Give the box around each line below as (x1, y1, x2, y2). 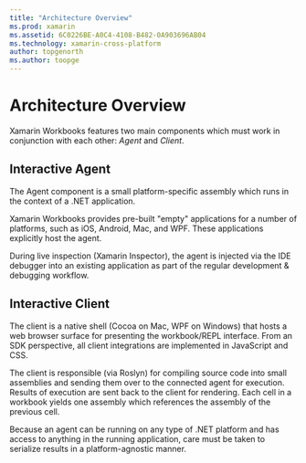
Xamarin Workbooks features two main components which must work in (9, 125, 280, 136)
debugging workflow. (9, 269, 90, 280)
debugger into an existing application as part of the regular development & (9, 259, 290, 270)
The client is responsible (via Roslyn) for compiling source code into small (9, 367, 288, 378)
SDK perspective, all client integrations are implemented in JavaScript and (9, 340, 289, 351)
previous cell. (9, 405, 60, 416)
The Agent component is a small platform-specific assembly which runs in (9, 185, 290, 196)
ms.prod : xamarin (9, 22, 76, 31)
